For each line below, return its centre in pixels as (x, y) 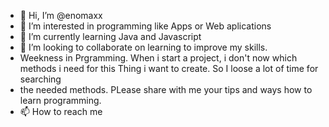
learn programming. (60, 100)
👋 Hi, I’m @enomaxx (61, 15)
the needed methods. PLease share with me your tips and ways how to (166, 89)
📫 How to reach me (61, 111)
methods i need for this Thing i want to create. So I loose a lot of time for (169, 68)
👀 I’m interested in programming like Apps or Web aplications (145, 26)
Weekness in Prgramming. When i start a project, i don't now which (158, 58)
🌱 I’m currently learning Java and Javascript (110, 36)
